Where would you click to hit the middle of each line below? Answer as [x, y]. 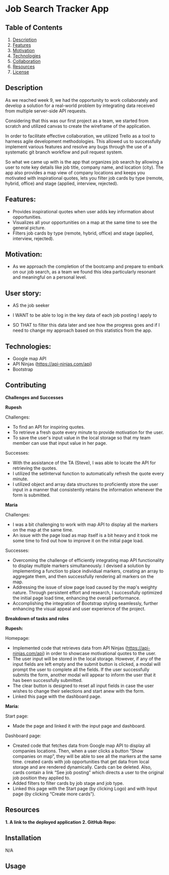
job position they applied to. [41, 778]
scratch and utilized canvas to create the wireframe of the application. [78, 126]
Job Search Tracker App [57, 9]
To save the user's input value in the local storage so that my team [81, 437]
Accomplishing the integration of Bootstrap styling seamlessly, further [85, 603]
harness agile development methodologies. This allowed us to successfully [83, 141]
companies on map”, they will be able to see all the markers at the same [87, 756]
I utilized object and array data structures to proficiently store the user [85, 484]
